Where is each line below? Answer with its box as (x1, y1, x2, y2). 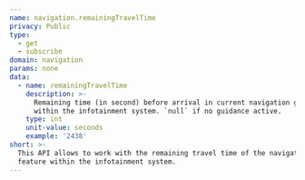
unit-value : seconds (25, 124, 103, 133)
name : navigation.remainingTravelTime (9, 13, 156, 23)
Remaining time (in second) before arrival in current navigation (33, 97, 290, 107)
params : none (9, 65, 59, 74)
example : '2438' (25, 132, 88, 141)
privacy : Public (9, 22, 71, 31)
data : (9, 73, 30, 82)
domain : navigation (9, 55, 84, 65)
